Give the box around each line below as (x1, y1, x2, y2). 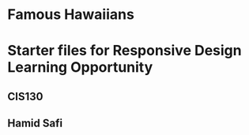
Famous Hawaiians (7, 6, 135, 24)
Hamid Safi (7, 117, 63, 130)
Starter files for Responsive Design (7, 42, 242, 60)
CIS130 (7, 89, 43, 103)
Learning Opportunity (7, 58, 153, 77)
